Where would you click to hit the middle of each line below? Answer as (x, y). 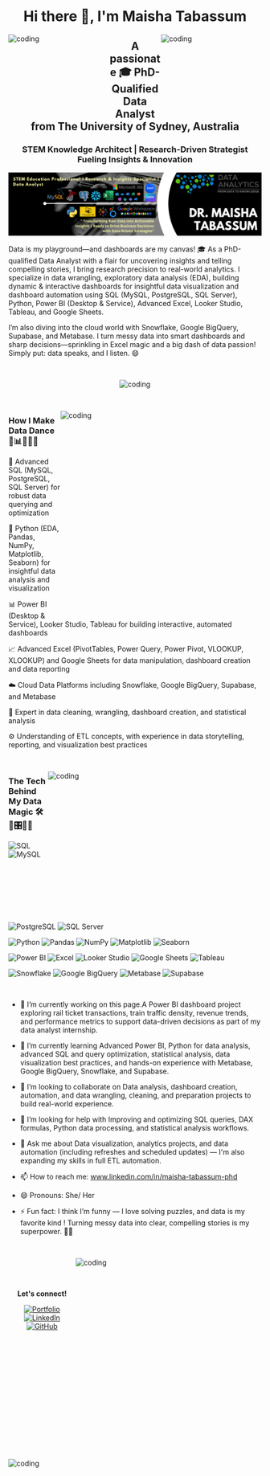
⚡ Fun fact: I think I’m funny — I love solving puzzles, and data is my (132, 1212)
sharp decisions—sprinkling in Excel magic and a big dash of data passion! (132, 344)
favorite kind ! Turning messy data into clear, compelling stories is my (135, 1223)
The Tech (27, 781)
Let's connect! (42, 1294)
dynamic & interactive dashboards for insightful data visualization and (124, 286)
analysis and (29, 580)
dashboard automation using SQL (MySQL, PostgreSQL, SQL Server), (123, 294)
